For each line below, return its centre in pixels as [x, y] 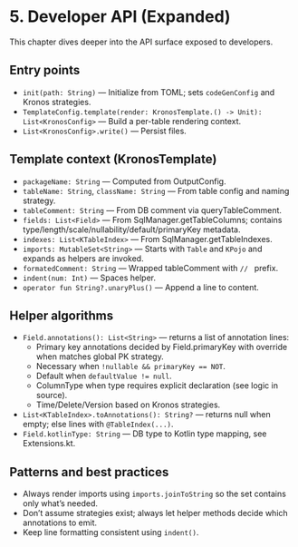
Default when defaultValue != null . [104, 376]
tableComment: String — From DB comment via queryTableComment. [152, 210]
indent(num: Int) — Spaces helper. [89, 278]
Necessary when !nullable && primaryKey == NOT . [131, 366]
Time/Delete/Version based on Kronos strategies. [128, 405]
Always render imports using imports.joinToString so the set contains [154, 494]
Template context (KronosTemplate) [113, 159]
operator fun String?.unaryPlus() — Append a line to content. [141, 287]
